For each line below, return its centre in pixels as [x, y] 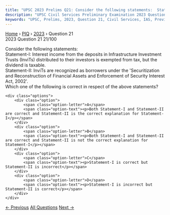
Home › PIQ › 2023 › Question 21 [39, 34]
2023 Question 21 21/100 [31, 39]
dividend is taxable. [26, 65]
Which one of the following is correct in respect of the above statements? [82, 87]
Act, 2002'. [17, 81]
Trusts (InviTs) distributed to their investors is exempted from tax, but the [81, 60]
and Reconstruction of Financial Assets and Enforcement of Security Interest [85, 76]
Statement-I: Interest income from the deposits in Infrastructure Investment [83, 54]
